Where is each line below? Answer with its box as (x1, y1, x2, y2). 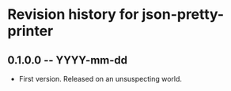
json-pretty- (142, 5, 225, 24)
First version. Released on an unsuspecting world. (18, 75, 183, 83)
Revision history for (7, 5, 139, 24)
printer (7, 22, 54, 40)
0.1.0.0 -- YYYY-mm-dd (7, 53, 128, 67)
